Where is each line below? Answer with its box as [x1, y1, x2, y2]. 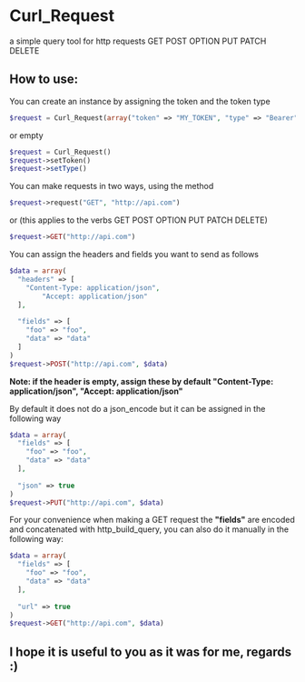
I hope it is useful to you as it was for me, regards [9, 644, 292, 659]
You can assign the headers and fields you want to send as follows [9, 249, 260, 259]
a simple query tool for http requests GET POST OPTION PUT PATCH [9, 35, 267, 46]
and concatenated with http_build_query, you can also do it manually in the [9, 524, 289, 535]
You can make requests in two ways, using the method [9, 181, 214, 192]
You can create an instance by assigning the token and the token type [9, 95, 271, 106]
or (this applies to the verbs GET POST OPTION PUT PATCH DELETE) [9, 215, 268, 226]
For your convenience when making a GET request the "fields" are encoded [9, 515, 295, 526]
